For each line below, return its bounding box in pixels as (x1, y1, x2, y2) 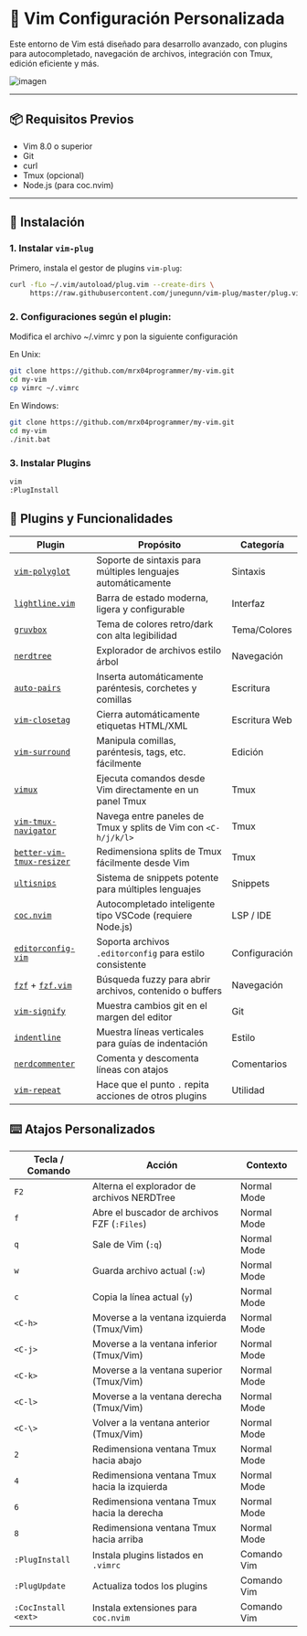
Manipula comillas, (95, 734, 176, 747)
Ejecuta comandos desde (95, 771, 206, 784)
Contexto (246, 1159, 288, 1172)
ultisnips (14, 877, 57, 888)
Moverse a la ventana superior (92, 1364, 223, 1376)
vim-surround (14, 747, 71, 757)
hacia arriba (92, 1533, 144, 1546)
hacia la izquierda (92, 1481, 168, 1493)
